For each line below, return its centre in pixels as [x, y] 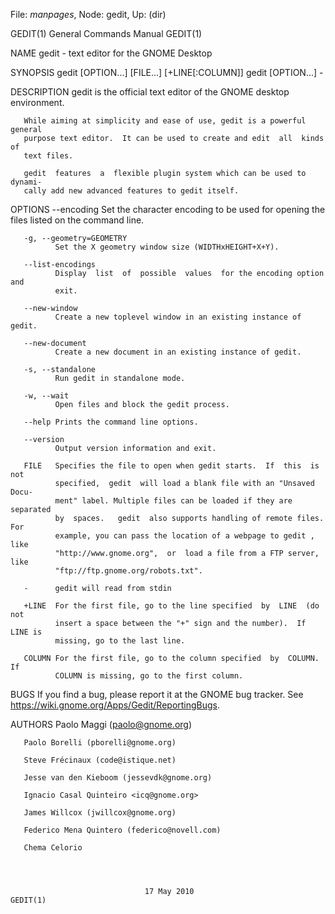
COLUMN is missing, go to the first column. [149, 676]
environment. [37, 102]
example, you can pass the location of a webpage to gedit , [184, 536]
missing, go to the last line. [120, 641]
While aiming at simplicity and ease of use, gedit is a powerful [165, 121]
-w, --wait [46, 396]
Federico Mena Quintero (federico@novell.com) [122, 830]
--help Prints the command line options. [111, 422]
